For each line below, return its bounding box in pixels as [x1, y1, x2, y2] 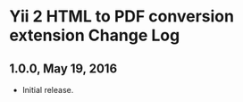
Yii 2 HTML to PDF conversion [9, 6, 235, 27]
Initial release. [21, 85, 74, 95]
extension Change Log [9, 25, 180, 46]
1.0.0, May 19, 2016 [9, 61, 118, 76]
